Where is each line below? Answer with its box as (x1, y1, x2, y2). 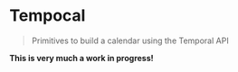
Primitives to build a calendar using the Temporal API (31, 35, 229, 46)
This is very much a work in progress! (9, 52, 154, 63)
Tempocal (9, 5, 86, 26)
